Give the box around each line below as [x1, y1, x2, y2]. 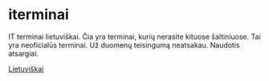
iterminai [8, 6, 70, 24]
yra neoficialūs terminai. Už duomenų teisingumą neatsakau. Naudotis [8, 40, 240, 49]
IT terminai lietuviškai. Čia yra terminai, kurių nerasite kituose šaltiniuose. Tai [8, 32, 261, 41]
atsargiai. [8, 48, 39, 58]
